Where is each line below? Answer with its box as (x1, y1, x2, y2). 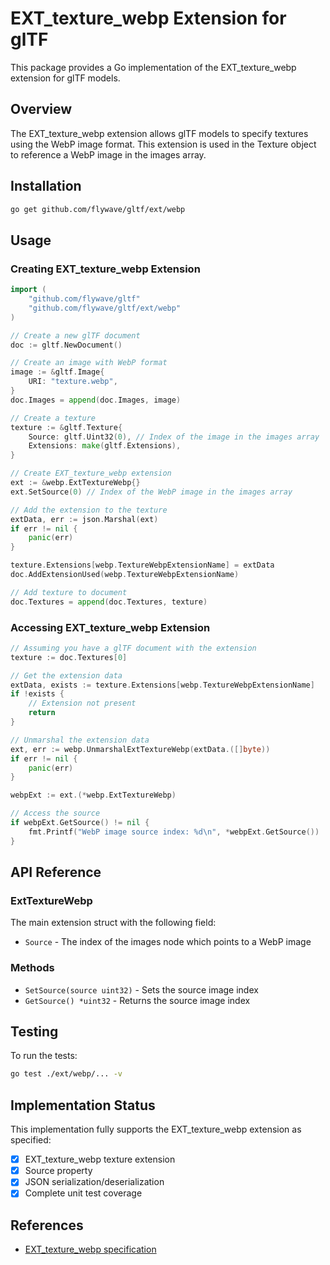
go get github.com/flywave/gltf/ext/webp (10, 204, 186, 214)
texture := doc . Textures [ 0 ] (10, 652, 128, 662)
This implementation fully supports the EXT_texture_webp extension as (10, 1123, 302, 1136)
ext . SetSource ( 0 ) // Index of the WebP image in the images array (10, 487, 293, 497)
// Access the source (10, 808, 101, 819)
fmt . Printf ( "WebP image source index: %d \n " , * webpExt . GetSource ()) (28, 827, 320, 837)
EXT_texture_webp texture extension (24, 1153, 176, 1166)
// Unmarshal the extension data (10, 735, 150, 745)
